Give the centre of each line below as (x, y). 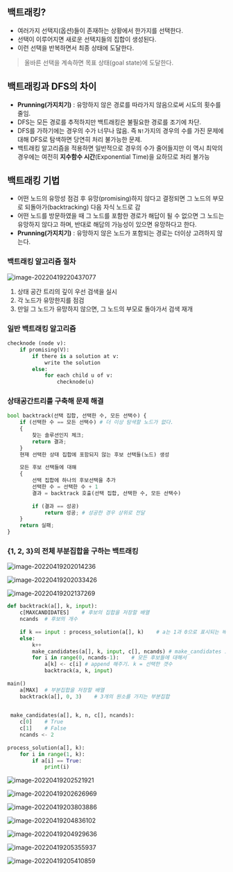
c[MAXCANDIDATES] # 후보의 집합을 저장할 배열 (85, 613)
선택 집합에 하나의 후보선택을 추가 (74, 481)
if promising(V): (45, 350)
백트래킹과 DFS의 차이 (52, 86)
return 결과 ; (50, 442)
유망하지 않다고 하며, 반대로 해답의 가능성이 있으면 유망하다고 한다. (107, 225)
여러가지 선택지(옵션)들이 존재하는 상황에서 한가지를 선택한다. (100, 31)
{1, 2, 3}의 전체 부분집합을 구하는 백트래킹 (73, 551)
